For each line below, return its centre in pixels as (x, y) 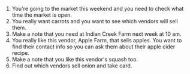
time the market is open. (42, 15)
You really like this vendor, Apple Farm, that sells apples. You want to (97, 40)
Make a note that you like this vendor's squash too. (75, 59)
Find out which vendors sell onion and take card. (72, 66)
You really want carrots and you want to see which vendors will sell (95, 21)
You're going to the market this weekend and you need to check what (98, 9)
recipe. (21, 53)
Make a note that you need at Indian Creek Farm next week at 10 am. (96, 34)
